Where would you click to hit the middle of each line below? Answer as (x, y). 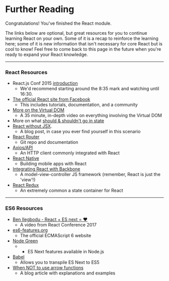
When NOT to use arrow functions (48, 267)
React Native (26, 158)
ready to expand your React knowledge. (47, 54)
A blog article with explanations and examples (68, 273)
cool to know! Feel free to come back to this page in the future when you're (83, 49)
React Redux (26, 185)
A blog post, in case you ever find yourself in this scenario (80, 132)
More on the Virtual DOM (38, 110)
